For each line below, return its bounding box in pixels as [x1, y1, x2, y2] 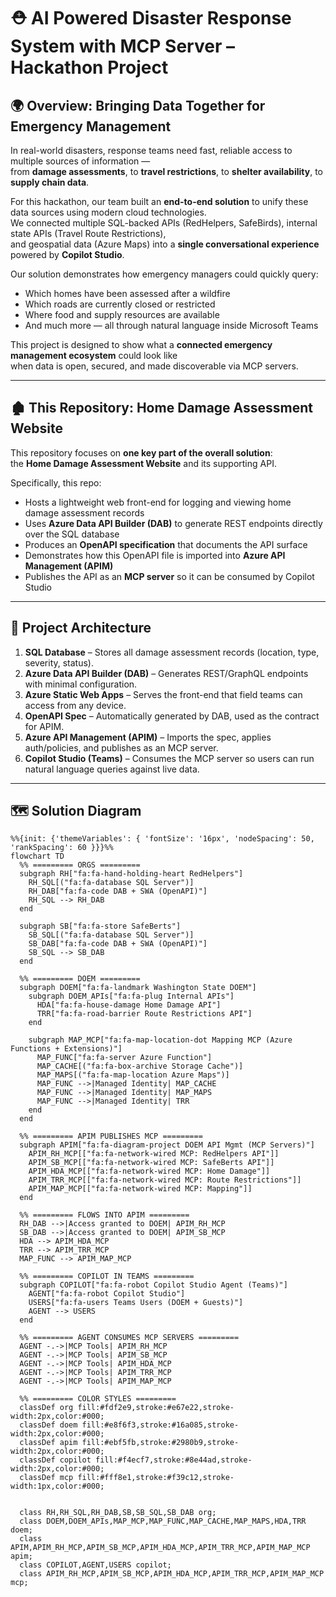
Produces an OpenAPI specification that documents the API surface [24, 538, 308, 550]
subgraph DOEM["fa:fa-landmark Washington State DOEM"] [19, 983, 257, 993]
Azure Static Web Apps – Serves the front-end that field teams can [24, 688, 303, 700]
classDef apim [19, 1438, 78, 1448]
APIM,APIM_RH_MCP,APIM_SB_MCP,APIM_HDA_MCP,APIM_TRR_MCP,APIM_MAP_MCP [10, 1543, 311, 1553]
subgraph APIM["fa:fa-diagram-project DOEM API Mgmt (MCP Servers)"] [19, 1140, 315, 1150]
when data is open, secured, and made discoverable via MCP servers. [10, 360, 299, 372]
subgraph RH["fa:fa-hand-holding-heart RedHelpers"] [19, 869, 244, 879]
